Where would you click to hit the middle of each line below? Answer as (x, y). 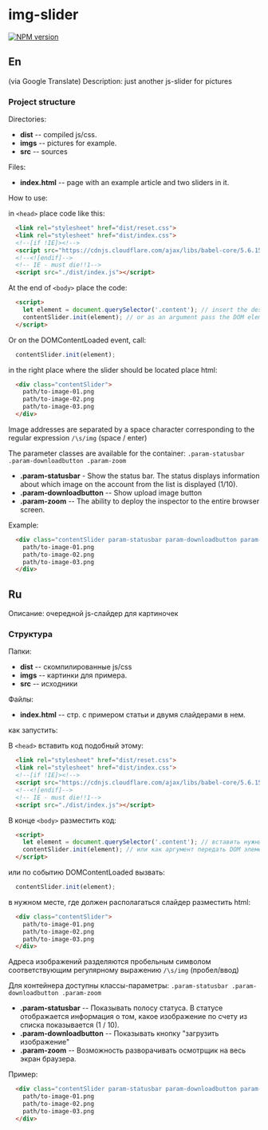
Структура (31, 634)
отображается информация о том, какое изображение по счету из (133, 1017)
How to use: (28, 198)
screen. (32, 509)
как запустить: (33, 730)
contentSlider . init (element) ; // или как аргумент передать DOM (132, 850)
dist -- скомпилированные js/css (76, 667)
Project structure (42, 101)
